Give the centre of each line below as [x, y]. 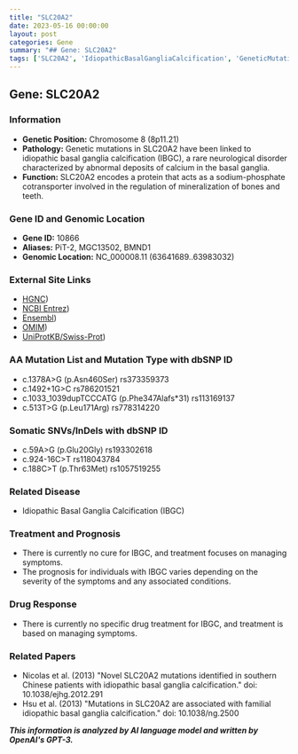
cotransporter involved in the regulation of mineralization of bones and [151, 186]
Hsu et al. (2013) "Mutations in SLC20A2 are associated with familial [146, 704]
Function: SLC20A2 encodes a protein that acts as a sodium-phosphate [153, 177]
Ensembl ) [39, 318]
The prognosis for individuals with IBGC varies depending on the [140, 572]
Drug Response [43, 604]
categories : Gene [41, 42]
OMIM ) [35, 327]
